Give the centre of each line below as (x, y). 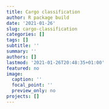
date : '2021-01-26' (31, 23)
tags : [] (17, 40)
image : (15, 74)
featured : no (23, 68)
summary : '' (21, 51)
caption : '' (27, 79)
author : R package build (38, 18)
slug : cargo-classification (42, 29)
